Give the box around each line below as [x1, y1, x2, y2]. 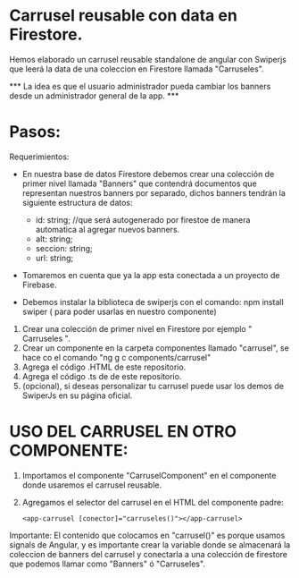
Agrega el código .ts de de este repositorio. [21, 370, 182, 381]
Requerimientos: [9, 151, 70, 162]
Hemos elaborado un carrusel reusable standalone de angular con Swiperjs [9, 54, 287, 64]
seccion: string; [35, 242, 94, 253]
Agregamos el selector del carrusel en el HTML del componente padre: [21, 497, 284, 507]
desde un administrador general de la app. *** [9, 90, 179, 101]
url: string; [35, 252, 74, 263]
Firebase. [21, 279, 57, 290]
